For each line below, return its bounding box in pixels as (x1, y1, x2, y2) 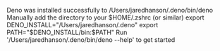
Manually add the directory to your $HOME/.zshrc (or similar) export (6, 13, 205, 22)
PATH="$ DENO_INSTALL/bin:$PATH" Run (6, 28, 128, 36)
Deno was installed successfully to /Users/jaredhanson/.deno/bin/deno (6, 6, 213, 14)
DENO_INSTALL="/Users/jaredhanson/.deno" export (6, 21, 159, 29)
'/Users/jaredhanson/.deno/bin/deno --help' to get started (6, 36, 176, 44)
